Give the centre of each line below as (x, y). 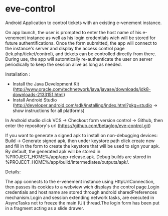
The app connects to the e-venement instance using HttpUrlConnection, (80, 181)
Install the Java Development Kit (46, 84)
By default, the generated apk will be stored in (53, 151)
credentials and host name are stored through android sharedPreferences (81, 192)
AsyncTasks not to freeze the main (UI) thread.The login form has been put (82, 203)
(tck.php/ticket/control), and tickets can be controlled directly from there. (81, 54)
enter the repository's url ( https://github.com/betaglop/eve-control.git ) (78, 126)
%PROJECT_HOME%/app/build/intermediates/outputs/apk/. (67, 162)
